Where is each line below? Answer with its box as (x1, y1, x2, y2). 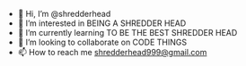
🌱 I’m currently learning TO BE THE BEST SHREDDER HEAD (17, 28, 238, 37)
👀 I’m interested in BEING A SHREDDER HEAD (17, 18, 187, 29)
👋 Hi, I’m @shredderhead (17, 9, 111, 19)
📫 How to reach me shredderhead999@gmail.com (17, 47, 207, 57)
